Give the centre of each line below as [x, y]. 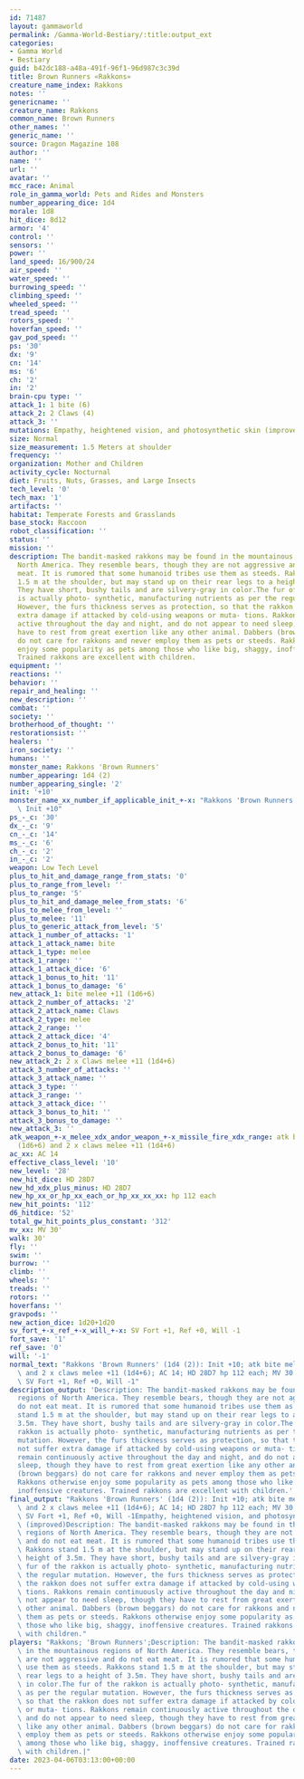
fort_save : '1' [38, 1339]
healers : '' [32, 742]
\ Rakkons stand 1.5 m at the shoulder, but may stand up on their [147, 1550]
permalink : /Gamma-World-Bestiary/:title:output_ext [111, 34]
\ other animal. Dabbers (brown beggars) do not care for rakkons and [153, 1609]
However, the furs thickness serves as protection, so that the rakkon [156, 607]
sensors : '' [32, 245]
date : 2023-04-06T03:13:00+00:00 [72, 1760]
